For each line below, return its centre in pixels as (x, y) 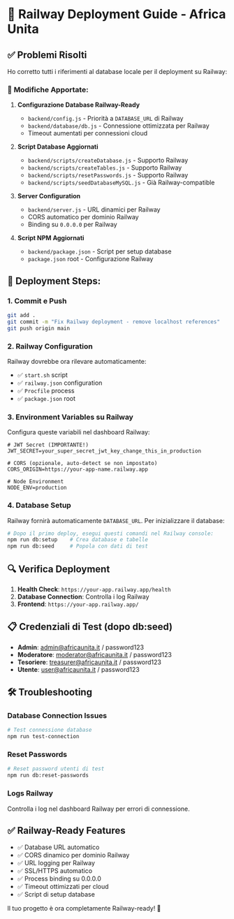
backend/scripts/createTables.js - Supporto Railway (105, 168)
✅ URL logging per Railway (56, 863)
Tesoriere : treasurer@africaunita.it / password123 (89, 662)
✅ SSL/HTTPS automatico (55, 871)
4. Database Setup (39, 506)
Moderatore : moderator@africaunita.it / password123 (95, 654)
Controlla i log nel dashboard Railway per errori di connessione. (98, 809)
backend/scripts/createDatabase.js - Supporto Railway (108, 161)
